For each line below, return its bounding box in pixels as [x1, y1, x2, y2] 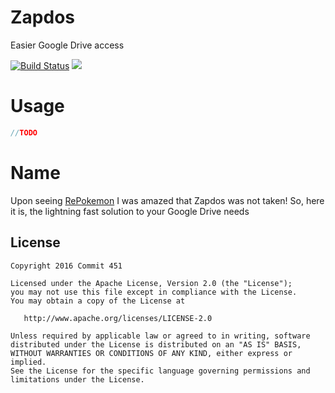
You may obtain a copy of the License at [10, 296, 186, 306]
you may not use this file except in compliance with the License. [10, 287, 298, 297]
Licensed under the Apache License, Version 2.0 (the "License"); [10, 278, 293, 288]
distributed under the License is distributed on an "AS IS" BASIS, [10, 339, 302, 350]
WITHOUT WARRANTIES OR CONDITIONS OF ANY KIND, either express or [10, 348, 293, 358]
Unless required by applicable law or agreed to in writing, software [10, 331, 311, 341]
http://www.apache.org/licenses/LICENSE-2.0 [23, 313, 213, 323]
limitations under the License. [10, 374, 145, 385]
